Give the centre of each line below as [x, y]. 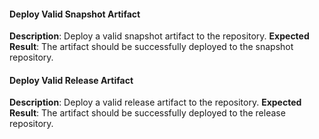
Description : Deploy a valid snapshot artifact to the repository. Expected [159, 36]
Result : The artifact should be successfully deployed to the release [147, 113]
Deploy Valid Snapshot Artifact [75, 14]
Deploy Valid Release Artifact [71, 80]
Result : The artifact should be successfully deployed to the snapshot [151, 47]
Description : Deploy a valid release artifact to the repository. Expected [155, 102]
